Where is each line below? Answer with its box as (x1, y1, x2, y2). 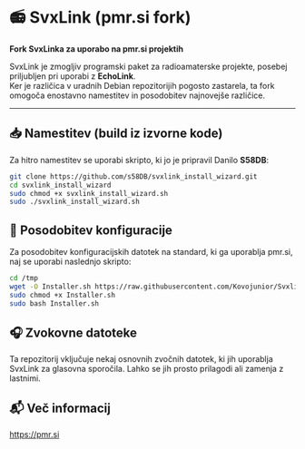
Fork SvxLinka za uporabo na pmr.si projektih (9, 43, 184, 54)
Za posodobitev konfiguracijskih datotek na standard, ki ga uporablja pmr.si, (9, 247, 293, 258)
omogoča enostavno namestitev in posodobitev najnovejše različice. (9, 90, 266, 101)
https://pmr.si (9, 429, 60, 440)
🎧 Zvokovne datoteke (9, 325, 138, 340)
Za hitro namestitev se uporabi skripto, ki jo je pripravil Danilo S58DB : (9, 154, 270, 165)
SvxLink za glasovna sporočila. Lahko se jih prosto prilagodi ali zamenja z (9, 364, 284, 375)
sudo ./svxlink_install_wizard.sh (9, 197, 141, 207)
